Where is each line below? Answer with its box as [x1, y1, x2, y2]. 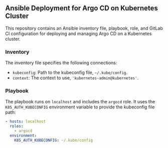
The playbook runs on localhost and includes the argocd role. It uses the [5, 99, 155, 105]
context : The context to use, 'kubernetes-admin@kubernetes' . [12, 75, 139, 81]
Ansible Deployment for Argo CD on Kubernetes [5, 4, 158, 13]
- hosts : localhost [5, 119, 46, 124]
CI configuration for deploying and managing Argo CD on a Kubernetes [5, 30, 152, 37]
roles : [10, 124, 24, 129]
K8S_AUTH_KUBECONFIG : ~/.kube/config [14, 137, 93, 142]
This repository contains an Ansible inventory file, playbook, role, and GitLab [5, 25, 163, 31]
